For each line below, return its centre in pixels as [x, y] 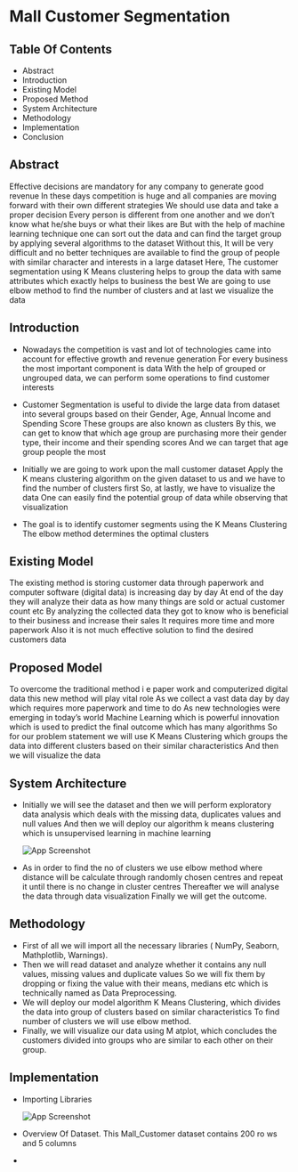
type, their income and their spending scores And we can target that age [155, 442]
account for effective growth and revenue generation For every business [155, 359]
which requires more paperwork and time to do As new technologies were [145, 708]
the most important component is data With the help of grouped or [144, 368]
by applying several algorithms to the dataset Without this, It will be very [141, 243]
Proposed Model [56, 667]
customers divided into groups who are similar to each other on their [148, 1040]
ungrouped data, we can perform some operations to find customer [146, 378]
